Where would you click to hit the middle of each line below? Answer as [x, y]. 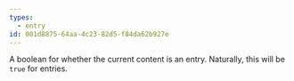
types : [21, 17]
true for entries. [39, 69]
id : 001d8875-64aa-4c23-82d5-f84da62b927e [89, 34]
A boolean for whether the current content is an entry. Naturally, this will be [147, 60]
